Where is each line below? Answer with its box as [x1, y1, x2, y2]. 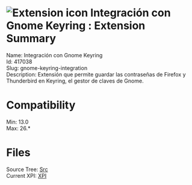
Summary [6, 32, 56, 45]
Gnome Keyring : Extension [6, 19, 146, 33]
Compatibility [6, 98, 76, 112]
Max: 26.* [6, 124, 31, 132]
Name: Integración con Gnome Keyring [6, 51, 103, 58]
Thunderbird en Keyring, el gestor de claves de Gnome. [6, 77, 144, 84]
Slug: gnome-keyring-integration [6, 64, 88, 72]
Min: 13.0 [6, 118, 29, 125]
